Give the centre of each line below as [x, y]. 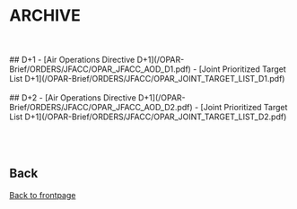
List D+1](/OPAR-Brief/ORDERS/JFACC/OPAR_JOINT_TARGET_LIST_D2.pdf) [148, 117]
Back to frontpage [43, 195]
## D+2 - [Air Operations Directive [73, 97]
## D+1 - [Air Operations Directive [72, 59]
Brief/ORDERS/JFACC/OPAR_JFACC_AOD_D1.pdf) [100, 69]
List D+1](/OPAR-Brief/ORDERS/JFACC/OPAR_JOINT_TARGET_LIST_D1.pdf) [147, 78]
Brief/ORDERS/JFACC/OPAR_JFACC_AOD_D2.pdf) [101, 107]
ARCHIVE [45, 16]
